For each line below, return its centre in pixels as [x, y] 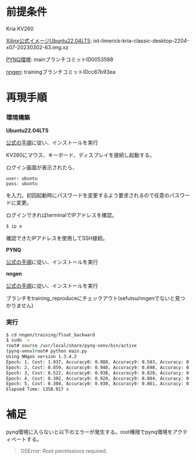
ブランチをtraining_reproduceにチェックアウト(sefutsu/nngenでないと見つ [96, 298]
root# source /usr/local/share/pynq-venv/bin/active [71, 346]
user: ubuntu [22, 179]
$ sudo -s [18, 340]
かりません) [20, 306]
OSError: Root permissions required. [64, 451]
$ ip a [14, 226]
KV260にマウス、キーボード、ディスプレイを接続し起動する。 [80, 155]
